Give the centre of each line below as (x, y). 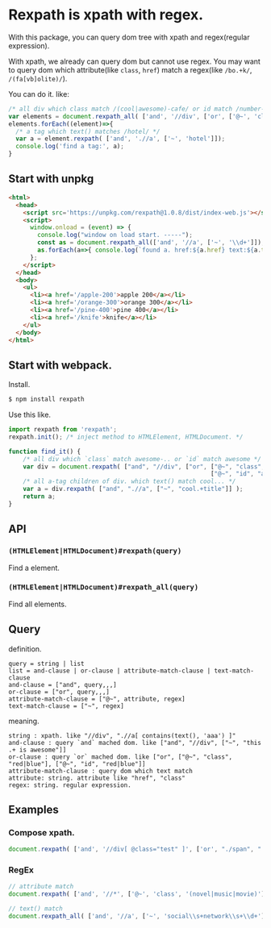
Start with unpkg (51, 179)
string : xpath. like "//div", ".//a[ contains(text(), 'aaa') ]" (122, 735)
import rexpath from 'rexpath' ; (63, 430)
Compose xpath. (42, 832)
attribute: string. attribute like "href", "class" (97, 778)
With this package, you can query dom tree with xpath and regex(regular (129, 37)
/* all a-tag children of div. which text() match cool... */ (129, 481)
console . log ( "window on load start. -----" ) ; (115, 235)
